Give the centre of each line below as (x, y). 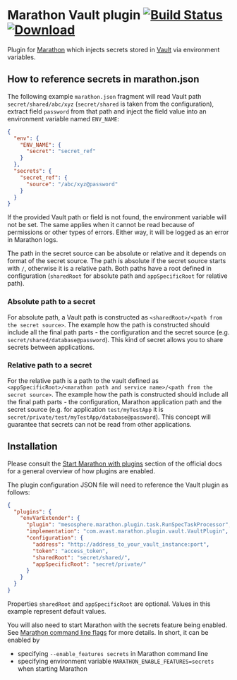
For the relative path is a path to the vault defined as (83, 380)
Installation (32, 447)
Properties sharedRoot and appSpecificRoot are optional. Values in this (109, 604)
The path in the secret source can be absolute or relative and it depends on (117, 253)
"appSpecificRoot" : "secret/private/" (90, 564)
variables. (22, 57)
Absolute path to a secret (51, 302)
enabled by (24, 640)
